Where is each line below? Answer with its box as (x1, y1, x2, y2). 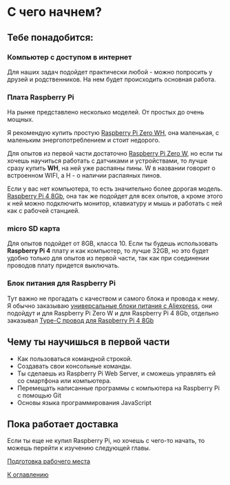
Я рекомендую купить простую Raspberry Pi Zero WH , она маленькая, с (7, 129, 220, 137)
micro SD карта (7, 224, 61, 234)
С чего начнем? (7, 4, 102, 20)
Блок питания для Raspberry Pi (7, 278, 116, 288)
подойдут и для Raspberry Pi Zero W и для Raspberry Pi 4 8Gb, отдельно (7, 309, 219, 317)
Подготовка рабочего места (7, 457, 91, 466)
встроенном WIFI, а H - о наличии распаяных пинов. (7, 172, 162, 180)
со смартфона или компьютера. (17, 376, 112, 384)
